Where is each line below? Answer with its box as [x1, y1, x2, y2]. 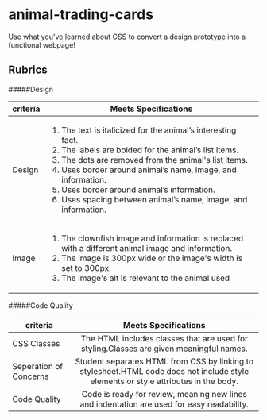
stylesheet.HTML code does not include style [79, 365, 250, 376]
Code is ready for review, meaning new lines [81, 388, 248, 399]
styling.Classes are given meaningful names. [80, 343, 248, 354]
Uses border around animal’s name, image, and [60, 164, 237, 175]
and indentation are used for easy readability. [79, 399, 249, 410]
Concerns [12, 371, 49, 382]
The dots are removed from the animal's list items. [60, 154, 248, 165]
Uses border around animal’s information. [60, 184, 216, 195]
